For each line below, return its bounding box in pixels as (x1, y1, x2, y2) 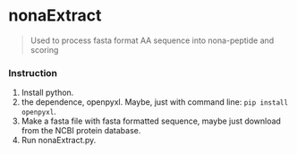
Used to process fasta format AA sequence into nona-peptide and (30, 35, 275, 46)
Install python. (21, 87, 74, 98)
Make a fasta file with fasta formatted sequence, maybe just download (21, 115, 281, 126)
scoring (30, 44, 59, 55)
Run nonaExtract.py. (21, 135, 97, 146)
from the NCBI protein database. (21, 125, 141, 136)
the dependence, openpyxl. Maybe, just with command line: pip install (21, 97, 288, 107)
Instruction (8, 66, 58, 79)
